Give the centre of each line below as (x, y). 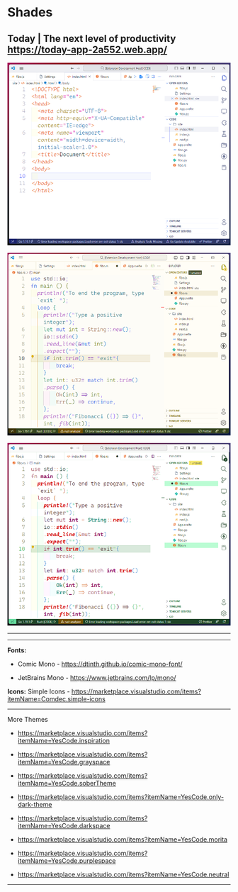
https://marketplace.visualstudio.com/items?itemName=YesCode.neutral (123, 875)
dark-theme (35, 805)
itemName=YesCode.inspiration (63, 741)
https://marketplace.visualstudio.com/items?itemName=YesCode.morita (123, 840)
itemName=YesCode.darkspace (64, 826)
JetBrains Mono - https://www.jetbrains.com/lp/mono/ (97, 678)
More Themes (28, 720)
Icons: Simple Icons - (39, 691)
